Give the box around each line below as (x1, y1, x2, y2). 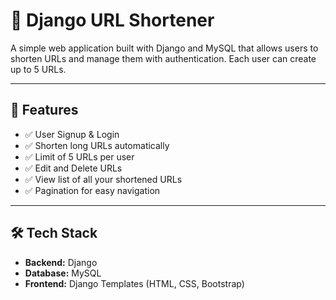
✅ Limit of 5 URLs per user (24, 150, 135, 163)
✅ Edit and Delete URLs (24, 162, 123, 174)
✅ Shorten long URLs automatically (24, 139, 170, 151)
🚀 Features (10, 102, 79, 119)
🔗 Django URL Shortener (10, 9, 215, 32)
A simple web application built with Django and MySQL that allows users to (10, 42, 319, 54)
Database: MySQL (24, 267, 102, 279)
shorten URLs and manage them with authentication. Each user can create (10, 52, 317, 64)
